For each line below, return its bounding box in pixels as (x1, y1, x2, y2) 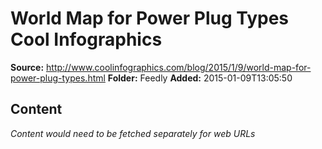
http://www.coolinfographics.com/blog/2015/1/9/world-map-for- (46, 61, 312, 73)
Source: (10, 61, 45, 73)
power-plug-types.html (10, 72, 106, 84)
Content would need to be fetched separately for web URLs (10, 127, 256, 139)
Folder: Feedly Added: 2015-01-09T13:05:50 (107, 72, 293, 84)
